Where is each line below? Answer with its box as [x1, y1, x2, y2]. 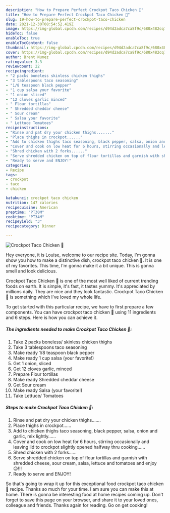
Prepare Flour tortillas [13, 371, 59, 377]
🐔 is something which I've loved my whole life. [6, 294, 102, 300]
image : [6, 26, 20, 31]
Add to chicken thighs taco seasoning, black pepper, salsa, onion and [13, 427, 158, 433]
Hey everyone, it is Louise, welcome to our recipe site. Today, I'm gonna [6, 252, 155, 258]
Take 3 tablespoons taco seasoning [13, 344, 87, 350]
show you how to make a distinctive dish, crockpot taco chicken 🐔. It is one [6, 257, 162, 263]
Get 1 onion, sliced [13, 360, 52, 366]
